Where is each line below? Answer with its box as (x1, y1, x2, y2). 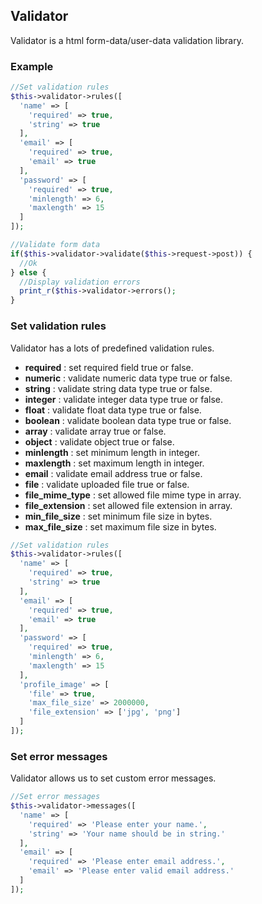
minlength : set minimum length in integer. (24, 446, 200, 458)
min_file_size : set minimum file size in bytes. (24, 510, 213, 522)
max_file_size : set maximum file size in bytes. (24, 520, 217, 533)
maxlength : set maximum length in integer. (24, 457, 205, 469)
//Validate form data (10, 240, 101, 250)
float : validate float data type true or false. (24, 404, 202, 416)
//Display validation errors (19, 277, 141, 287)
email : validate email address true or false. (24, 467, 203, 479)
